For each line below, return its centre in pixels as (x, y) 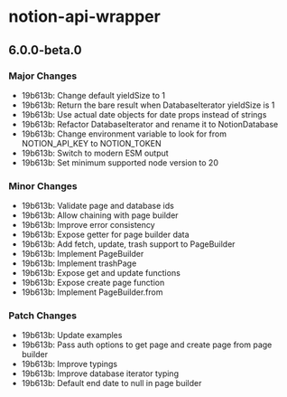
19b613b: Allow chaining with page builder (100, 215)
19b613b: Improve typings (69, 364)
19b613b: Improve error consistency (88, 225)
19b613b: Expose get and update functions (101, 273)
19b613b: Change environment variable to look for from (124, 134)
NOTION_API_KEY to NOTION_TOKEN (91, 143)
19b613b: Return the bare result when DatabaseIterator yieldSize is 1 (148, 105)
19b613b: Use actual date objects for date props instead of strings (144, 114)
